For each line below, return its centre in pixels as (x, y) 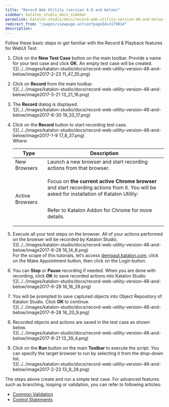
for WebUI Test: (21, 48)
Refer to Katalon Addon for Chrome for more (100, 211)
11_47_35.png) (76, 74)
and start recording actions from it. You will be (102, 188)
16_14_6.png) (75, 250)
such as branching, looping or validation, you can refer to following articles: (83, 385)
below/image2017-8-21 (36, 338)
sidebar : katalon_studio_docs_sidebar (46, 15)
